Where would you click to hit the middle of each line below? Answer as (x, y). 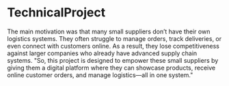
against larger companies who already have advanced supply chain (102, 53)
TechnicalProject (56, 13)
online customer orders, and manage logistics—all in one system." (100, 75)
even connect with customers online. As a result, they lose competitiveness (113, 46)
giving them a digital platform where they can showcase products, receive (111, 68)
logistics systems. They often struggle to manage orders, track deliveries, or (114, 38)
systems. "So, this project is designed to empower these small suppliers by (113, 60)
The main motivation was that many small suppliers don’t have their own (109, 31)
